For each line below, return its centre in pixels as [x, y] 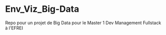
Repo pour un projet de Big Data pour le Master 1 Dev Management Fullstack [83, 23]
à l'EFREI [14, 28]
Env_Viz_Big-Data [42, 9]
